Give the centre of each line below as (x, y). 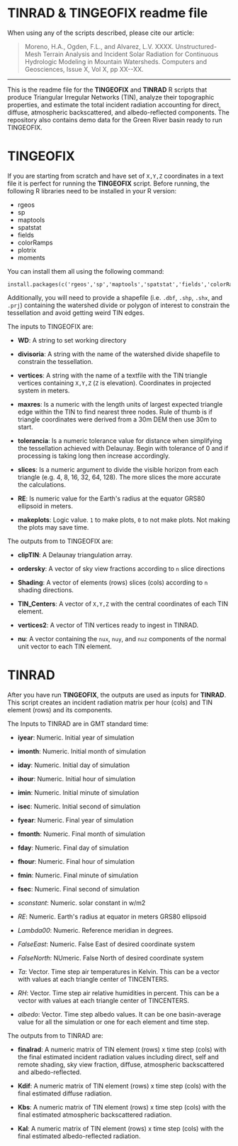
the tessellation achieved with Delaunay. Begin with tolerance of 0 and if (123, 448)
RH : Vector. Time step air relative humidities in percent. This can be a (118, 992)
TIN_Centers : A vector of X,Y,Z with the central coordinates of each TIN (123, 604)
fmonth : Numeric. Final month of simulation (81, 834)
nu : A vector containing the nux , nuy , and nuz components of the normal (122, 638)
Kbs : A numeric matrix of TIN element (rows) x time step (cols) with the (122, 1107)
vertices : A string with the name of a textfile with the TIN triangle (112, 375)
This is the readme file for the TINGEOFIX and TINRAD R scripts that (107, 90)
